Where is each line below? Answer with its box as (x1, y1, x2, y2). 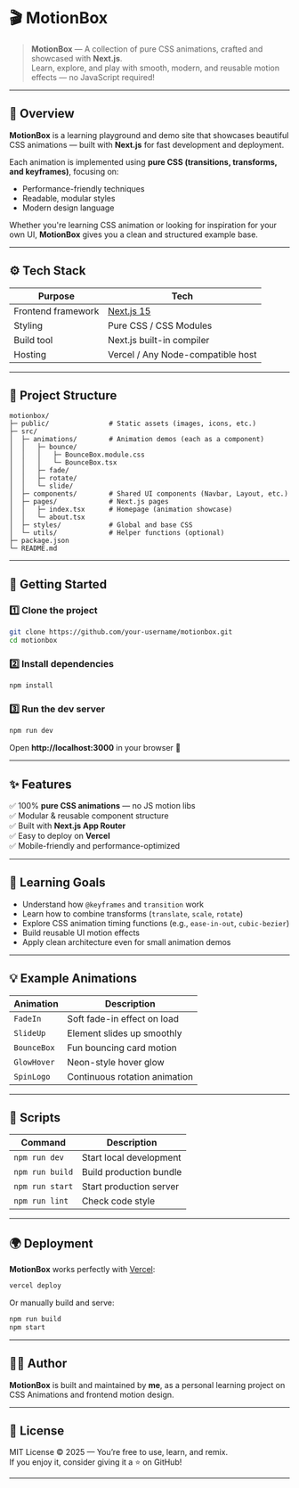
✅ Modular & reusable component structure (9, 810, 169, 821)
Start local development (81, 1152, 182, 1164)
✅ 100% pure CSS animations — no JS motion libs (9, 800, 196, 810)
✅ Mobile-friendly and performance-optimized (9, 840, 181, 851)
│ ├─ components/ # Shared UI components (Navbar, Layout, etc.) (9, 489, 289, 498)
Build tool (13, 333, 53, 346)
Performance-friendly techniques (21, 183, 145, 193)
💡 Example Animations (9, 971, 138, 986)
